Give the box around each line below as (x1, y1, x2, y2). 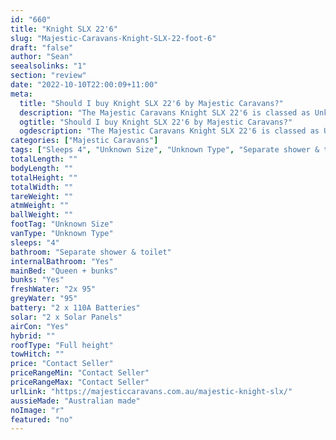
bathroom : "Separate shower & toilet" (10, 247, 172, 257)
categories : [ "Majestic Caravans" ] (10, 136, 159, 146)
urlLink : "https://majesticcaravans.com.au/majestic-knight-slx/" (10, 386, 293, 396)
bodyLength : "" (10, 163, 74, 173)
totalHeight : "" (10, 172, 78, 183)
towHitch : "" (10, 349, 65, 360)
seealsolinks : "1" (10, 61, 87, 71)
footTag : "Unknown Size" (10, 219, 114, 230)
